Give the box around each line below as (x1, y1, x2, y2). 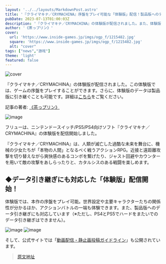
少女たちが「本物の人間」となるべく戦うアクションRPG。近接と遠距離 (13, 147, 157, 153)
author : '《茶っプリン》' (5, 26, 53, 31)
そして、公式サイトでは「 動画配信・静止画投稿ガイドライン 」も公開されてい (5, 237, 161, 243)
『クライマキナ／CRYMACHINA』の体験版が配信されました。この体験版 (5, 81, 152, 87)
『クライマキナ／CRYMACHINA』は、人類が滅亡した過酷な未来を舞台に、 (5, 141, 156, 147)
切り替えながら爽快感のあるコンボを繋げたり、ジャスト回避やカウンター (13, 153, 161, 159)
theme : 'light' (5, 53, 37, 58)
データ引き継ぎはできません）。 (5, 217, 68, 223)
